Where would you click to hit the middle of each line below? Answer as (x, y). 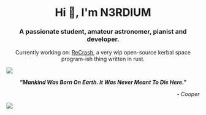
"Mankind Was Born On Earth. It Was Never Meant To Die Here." (103, 83)
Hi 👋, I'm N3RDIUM (103, 13)
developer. (103, 39)
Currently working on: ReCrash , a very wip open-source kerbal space (103, 53)
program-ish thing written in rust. (103, 59)
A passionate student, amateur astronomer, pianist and (103, 32)
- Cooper (188, 94)
